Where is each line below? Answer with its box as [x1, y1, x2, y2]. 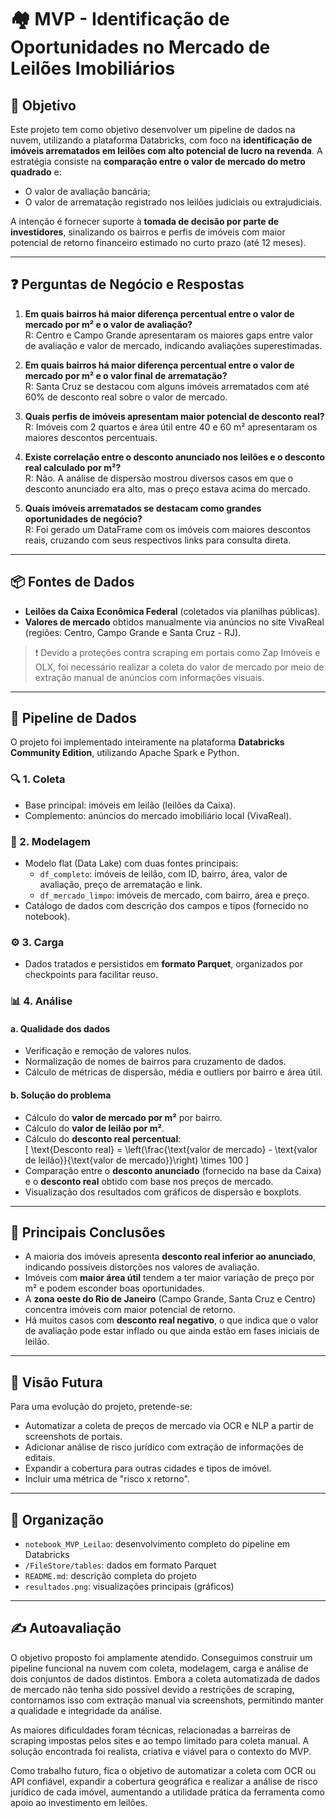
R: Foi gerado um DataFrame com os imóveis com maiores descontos [24, 523, 311, 535]
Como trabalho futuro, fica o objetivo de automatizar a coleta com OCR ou [10, 1764, 317, 1776]
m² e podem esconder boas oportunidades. [24, 1282, 205, 1295]
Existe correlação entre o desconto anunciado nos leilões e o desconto [24, 451, 325, 463]
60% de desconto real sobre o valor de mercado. [24, 391, 228, 403]
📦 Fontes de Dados [10, 574, 135, 591]
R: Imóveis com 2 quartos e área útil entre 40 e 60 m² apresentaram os [24, 421, 318, 433]
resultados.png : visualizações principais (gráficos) [24, 1581, 235, 1593]
